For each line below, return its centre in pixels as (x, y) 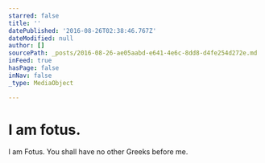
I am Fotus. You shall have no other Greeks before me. (98, 152)
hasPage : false (34, 68)
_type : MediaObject (41, 83)
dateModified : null (41, 38)
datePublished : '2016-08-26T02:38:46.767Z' (83, 31)
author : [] (27, 46)
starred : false (34, 16)
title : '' (25, 23)
